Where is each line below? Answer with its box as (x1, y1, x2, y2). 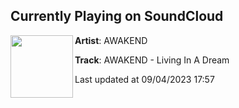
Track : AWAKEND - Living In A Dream (74, 54, 230, 66)
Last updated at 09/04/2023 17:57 (74, 73, 215, 85)
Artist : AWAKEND (74, 34, 148, 46)
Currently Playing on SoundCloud (10, 8, 224, 25)
